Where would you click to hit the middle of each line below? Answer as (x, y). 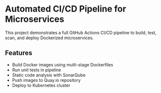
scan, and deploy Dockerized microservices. (49, 38)
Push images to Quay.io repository (46, 80)
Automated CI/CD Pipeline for (66, 9)
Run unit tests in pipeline (37, 70)
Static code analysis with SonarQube (49, 75)
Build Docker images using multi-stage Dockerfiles (63, 64)
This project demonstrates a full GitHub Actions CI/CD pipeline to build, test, (81, 32)
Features (19, 53)
